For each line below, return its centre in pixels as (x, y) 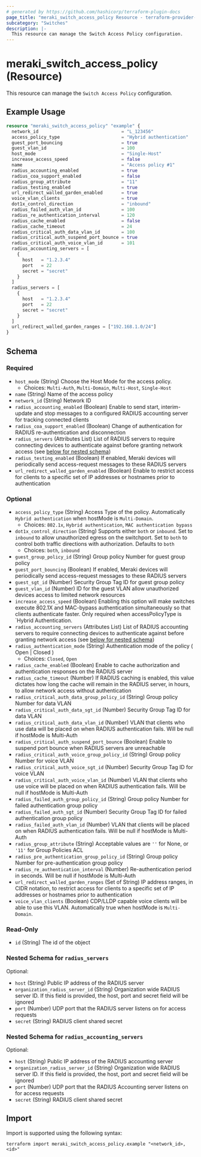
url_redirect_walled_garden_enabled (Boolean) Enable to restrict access (104, 470)
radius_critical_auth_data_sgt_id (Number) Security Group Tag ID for (103, 710)
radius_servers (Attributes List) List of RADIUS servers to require (95, 438)
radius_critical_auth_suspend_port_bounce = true (74, 238)
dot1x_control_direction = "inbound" (81, 204)
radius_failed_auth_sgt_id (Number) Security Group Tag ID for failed (101, 812)
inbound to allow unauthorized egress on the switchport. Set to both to (101, 537)
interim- (171, 406)
